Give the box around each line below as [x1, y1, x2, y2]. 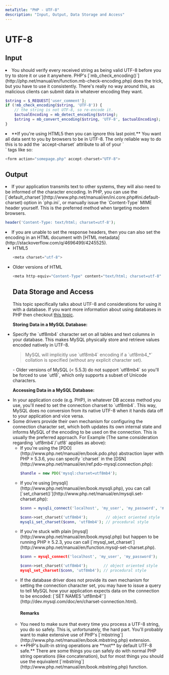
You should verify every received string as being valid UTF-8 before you [12, 67, 161, 73]
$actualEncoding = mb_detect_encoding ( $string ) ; [14, 112, 118, 117]
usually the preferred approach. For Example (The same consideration [12, 434, 158, 440]
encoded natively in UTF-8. [12, 342, 69, 348]
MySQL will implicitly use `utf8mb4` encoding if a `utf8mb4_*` [25, 352, 153, 358]
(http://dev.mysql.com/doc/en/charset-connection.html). [20, 599, 138, 604]
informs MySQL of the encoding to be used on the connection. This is [12, 429, 157, 435]
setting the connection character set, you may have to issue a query [20, 582, 161, 588]
